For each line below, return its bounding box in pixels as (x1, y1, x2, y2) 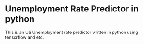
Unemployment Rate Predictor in (5, 3, 139, 14)
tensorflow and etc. (5, 34, 44, 40)
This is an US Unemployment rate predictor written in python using (5, 29, 138, 35)
